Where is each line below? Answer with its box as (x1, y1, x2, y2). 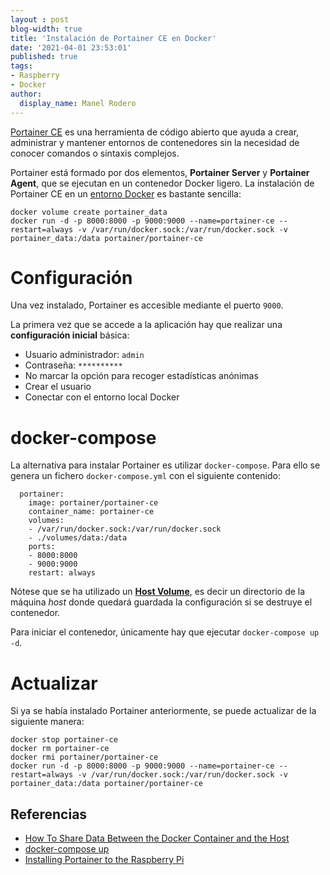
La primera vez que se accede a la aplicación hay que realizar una (10, 319, 283, 331)
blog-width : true (10, 24, 83, 34)
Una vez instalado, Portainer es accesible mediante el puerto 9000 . (10, 299, 284, 311)
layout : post (10, 14, 70, 25)
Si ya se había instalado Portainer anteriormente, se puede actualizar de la (10, 705, 317, 717)
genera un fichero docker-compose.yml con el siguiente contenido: (10, 470, 281, 482)
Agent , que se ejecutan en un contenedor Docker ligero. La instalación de (10, 177, 315, 189)
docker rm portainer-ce (10, 744, 110, 754)
